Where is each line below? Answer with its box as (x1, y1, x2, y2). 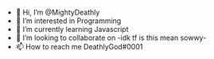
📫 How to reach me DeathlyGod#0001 (15, 42, 143, 51)
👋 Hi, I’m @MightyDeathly (15, 8, 100, 17)
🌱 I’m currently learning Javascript (15, 25, 129, 33)
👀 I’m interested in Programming (15, 16, 122, 26)
